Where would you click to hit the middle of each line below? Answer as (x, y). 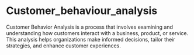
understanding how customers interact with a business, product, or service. (97, 33)
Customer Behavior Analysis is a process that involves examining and (90, 27)
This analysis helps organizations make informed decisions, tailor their (91, 39)
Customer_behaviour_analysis (82, 11)
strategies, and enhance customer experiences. (63, 46)
